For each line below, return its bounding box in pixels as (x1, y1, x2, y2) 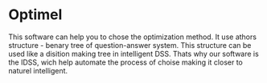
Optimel (8, 6, 63, 24)
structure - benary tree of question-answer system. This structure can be (8, 40, 252, 49)
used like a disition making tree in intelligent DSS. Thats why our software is (8, 49, 259, 58)
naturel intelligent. (8, 65, 68, 75)
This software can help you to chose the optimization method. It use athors (8, 32, 257, 41)
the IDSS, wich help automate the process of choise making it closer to (8, 57, 243, 67)
